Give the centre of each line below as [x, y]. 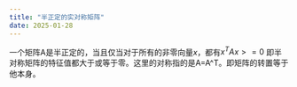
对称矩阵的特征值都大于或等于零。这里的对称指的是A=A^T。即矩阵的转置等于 [149, 63]
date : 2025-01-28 [41, 25]
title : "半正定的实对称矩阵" [57, 17]
